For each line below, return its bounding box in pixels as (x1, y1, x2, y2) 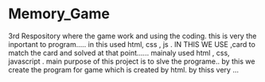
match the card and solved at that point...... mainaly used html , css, (8, 48, 230, 57)
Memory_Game (8, 5, 110, 23)
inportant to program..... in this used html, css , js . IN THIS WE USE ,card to (8, 39, 256, 49)
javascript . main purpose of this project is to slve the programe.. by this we (8, 57, 255, 66)
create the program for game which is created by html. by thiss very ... (8, 64, 239, 74)
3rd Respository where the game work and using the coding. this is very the (8, 31, 257, 41)
